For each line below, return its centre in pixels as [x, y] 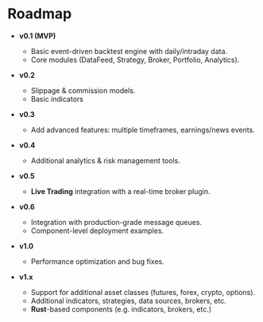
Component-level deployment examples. [97, 231]
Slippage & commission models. [83, 90]
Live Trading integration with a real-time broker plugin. [121, 191]
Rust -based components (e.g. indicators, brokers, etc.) [121, 309]
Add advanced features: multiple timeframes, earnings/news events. [143, 130]
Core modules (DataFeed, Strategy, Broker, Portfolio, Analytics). [135, 60]
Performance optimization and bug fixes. [97, 261]
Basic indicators [57, 99]
